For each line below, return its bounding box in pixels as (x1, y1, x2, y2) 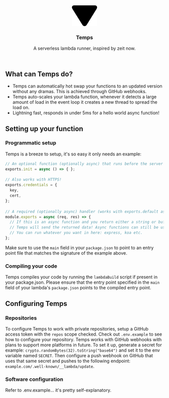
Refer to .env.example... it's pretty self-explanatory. (5, 387, 112, 393)
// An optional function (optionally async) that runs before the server (5, 161, 163, 166)
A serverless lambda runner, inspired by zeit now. (33, 45, 136, 51)
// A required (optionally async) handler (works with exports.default (5, 209, 158, 214)
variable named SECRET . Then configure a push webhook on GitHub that (5, 352, 153, 358)
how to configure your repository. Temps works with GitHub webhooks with (5, 336, 162, 342)
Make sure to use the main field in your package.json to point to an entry (5, 245, 154, 251)
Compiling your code (5, 262, 58, 269)
